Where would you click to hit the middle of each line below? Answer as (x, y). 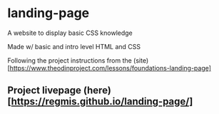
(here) (97, 90)
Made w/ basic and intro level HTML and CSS (74, 46)
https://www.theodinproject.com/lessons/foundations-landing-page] (111, 68)
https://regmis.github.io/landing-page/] (102, 102)
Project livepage (45, 90)
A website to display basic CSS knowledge (70, 33)
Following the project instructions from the (70, 60)
